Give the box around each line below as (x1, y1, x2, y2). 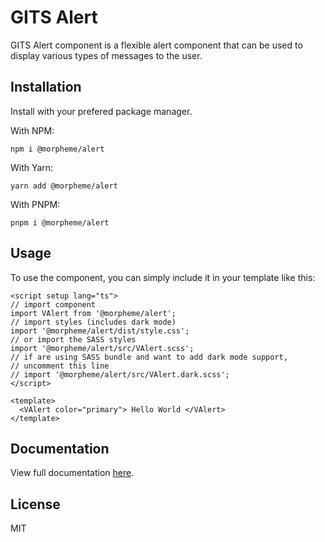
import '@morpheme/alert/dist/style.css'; (10, 326, 190, 336)
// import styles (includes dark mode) (10, 317, 177, 327)
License (10, 496, 61, 513)
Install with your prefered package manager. (10, 105, 193, 117)
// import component (10, 299, 97, 310)
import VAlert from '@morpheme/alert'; (10, 308, 177, 318)
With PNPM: (10, 198, 61, 210)
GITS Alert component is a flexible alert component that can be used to (10, 39, 303, 51)
